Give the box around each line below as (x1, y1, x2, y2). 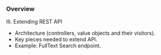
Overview (6, 5, 35, 13)
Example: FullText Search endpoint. (14, 42, 101, 49)
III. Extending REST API (6, 18, 62, 25)
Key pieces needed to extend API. (14, 36, 98, 43)
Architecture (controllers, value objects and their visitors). (14, 30, 156, 37)
